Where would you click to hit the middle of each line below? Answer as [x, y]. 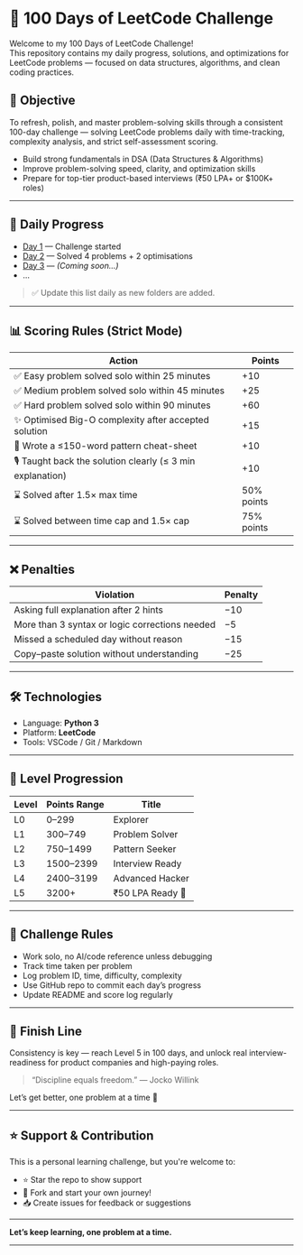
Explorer [131, 819]
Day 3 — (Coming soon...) [70, 265]
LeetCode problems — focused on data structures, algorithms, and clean [145, 62]
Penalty [241, 595]
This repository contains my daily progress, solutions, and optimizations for [149, 52]
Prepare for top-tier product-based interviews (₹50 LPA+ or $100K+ [148, 178]
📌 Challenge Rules [62, 934]
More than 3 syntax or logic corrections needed [115, 624]
